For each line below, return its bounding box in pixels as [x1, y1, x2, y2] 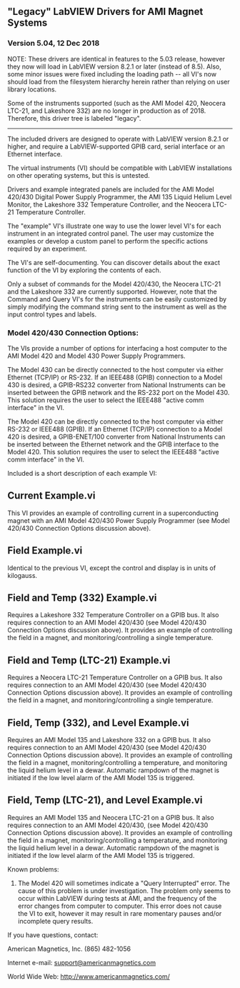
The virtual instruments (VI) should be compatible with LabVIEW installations [7, 164, 232, 172]
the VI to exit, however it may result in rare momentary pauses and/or [17, 909, 222, 917]
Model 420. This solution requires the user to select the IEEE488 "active [7, 447, 219, 456]
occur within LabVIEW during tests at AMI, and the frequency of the [17, 894, 217, 902]
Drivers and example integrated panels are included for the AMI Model [7, 185, 214, 194]
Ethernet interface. [7, 149, 63, 158]
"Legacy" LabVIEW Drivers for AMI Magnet [7, 6, 204, 18]
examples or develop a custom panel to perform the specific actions [7, 236, 209, 245]
